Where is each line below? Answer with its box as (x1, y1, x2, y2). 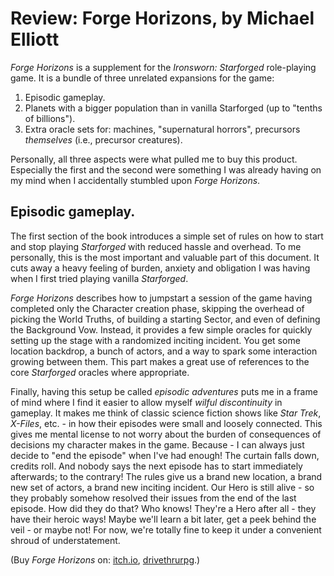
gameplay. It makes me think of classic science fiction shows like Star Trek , (10, 407, 322, 419)
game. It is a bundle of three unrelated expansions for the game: (10, 72, 275, 84)
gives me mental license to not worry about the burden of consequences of (10, 428, 322, 440)
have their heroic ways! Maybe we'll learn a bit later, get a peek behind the (10, 513, 317, 525)
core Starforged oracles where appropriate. (10, 366, 190, 378)
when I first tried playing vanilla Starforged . (10, 272, 189, 284)
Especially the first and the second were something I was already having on (10, 163, 322, 176)
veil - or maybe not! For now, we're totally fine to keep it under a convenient (10, 523, 322, 536)
